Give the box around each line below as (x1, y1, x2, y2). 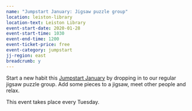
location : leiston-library (6, 14, 73, 20)
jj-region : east (6, 53, 46, 58)
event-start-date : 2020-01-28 (6, 25, 81, 31)
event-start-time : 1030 (6, 31, 65, 37)
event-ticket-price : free (6, 42, 70, 48)
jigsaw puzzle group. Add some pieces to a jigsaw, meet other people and (6, 80, 186, 87)
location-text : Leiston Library (6, 19, 86, 25)
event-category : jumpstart (6, 47, 73, 53)
